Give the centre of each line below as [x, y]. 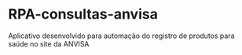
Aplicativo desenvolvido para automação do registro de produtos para [121, 36]
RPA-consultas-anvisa [83, 14]
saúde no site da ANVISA [49, 43]
